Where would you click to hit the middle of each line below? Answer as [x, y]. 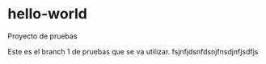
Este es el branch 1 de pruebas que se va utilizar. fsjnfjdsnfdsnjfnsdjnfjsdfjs [133, 51]
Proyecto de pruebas [42, 36]
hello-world [48, 14]
